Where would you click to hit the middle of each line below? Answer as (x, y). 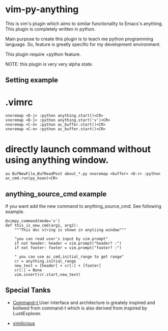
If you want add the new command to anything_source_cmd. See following (83, 206)
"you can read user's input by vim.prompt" (61, 239)
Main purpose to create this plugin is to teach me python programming (79, 39)
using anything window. (57, 160)
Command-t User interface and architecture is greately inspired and (84, 302)
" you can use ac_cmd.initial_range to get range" (69, 257)
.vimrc (19, 102)
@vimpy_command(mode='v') (33, 221)
